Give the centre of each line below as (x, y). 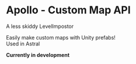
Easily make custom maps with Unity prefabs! (61, 37)
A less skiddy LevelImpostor (40, 26)
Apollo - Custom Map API (69, 10)
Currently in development (38, 55)
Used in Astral (23, 44)
